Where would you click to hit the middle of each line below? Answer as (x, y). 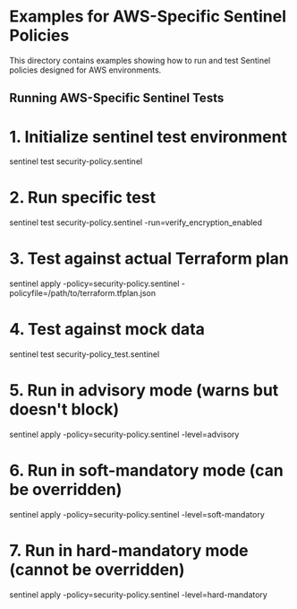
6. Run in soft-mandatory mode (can (146, 470)
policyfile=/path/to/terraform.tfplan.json (83, 293)
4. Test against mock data (107, 330)
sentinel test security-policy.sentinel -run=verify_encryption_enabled (136, 222)
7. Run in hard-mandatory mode (129, 551)
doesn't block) (64, 409)
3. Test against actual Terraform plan (149, 259)
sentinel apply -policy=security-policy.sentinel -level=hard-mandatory (139, 595)
